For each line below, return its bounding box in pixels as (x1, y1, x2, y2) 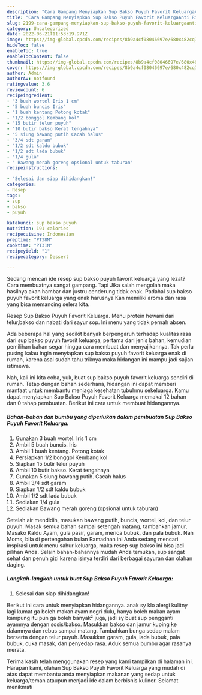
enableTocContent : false (7, 53, 69, 59)
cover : (7, 64, 23, 71)
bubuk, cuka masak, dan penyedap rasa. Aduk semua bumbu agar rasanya (7, 640, 192, 647)
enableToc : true (7, 48, 47, 54)
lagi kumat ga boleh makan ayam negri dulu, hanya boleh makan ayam (7, 608, 180, 615)
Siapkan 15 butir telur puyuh (15, 460, 85, 468)
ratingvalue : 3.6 (7, 82, 50, 88)
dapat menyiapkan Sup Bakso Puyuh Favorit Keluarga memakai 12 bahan (7, 393, 186, 400)
